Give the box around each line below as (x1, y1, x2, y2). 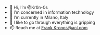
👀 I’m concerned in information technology (9, 9, 94, 15)
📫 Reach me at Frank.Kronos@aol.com (9, 25, 88, 30)
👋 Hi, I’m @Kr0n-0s (9, 5, 48, 10)
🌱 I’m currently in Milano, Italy (9, 15, 69, 20)
